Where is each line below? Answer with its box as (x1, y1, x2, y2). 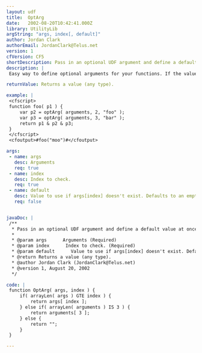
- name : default (8, 188, 50, 194)
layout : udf (6, 8, 36, 15)
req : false (14, 199, 42, 205)
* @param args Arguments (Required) (11, 237, 117, 243)
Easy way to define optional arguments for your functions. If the (8, 71, 182, 77)
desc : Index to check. (14, 176, 71, 182)
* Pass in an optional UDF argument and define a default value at (11, 226, 185, 232)
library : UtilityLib (6, 25, 58, 32)
